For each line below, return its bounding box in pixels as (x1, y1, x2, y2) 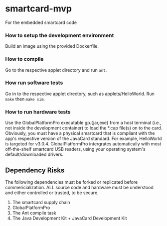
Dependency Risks (5, 166, 65, 174)
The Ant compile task (12, 210, 56, 216)
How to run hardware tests (5, 108, 71, 115)
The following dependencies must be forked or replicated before (5, 179, 138, 185)
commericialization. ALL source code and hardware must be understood (5, 184, 154, 190)
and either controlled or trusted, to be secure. (5, 190, 99, 196)
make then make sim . (5, 96, 45, 102)
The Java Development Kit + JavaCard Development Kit (12, 215, 127, 221)
